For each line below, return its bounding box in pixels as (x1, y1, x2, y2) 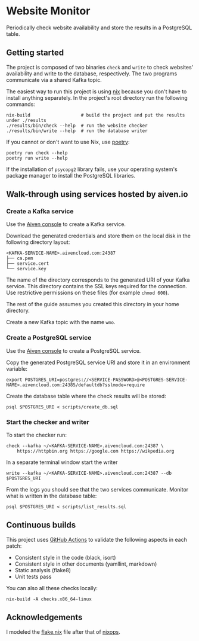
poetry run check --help (6, 149, 68, 156)
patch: (6, 542, 22, 550)
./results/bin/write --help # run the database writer (6, 127, 148, 134)
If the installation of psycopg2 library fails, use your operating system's (6, 166, 178, 173)
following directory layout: (6, 239, 70, 246)
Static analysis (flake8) (14, 566, 71, 573)
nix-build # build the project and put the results (6, 112, 185, 118)
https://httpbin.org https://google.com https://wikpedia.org (17, 448, 175, 454)
